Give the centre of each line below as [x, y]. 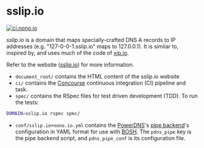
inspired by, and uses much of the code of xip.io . [68, 52]
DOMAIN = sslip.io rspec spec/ [43, 113]
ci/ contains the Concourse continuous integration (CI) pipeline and [100, 83]
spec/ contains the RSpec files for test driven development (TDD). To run [106, 96]
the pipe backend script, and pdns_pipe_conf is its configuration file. [100, 138]
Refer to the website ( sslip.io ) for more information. [70, 65]
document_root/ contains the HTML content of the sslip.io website [97, 76]
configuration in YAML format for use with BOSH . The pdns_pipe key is [103, 132]
